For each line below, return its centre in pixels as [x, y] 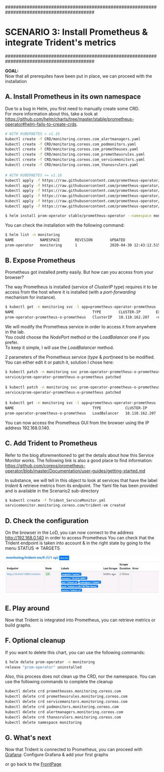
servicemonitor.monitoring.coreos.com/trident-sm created [65, 506]
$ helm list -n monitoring [32, 235]
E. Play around [27, 608]
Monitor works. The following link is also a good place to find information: [79, 460]
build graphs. [18, 625]
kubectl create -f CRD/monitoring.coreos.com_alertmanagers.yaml [73, 139]
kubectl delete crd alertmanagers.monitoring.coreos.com [64, 712]
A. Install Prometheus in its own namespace [73, 97]
